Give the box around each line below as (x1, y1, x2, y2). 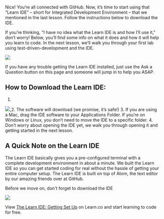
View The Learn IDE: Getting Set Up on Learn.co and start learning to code (5, 204, 157, 210)
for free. (5, 209, 22, 215)
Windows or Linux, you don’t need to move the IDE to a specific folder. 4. (5, 117, 153, 123)
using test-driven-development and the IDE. (5, 45, 95, 51)
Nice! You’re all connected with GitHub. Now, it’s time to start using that (5, 4, 150, 10)
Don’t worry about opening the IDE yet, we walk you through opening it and (5, 122, 158, 128)
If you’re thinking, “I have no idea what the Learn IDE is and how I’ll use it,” (5, 30, 156, 35)
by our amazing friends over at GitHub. (5, 176, 84, 182)
